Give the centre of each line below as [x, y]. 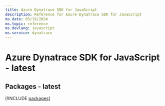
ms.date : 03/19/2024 [27, 19]
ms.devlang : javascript [30, 28]
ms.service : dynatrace [29, 33]
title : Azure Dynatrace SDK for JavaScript [51, 10]
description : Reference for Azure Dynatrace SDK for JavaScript [73, 14]
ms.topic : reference [27, 24]
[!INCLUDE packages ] [28, 98]
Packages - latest [33, 86]
